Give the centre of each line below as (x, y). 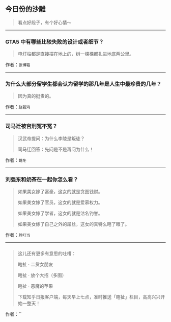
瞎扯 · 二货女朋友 (35, 264)
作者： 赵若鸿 (18, 107)
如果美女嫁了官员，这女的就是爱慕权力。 (60, 202)
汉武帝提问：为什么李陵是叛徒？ (51, 138)
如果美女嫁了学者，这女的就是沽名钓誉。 (60, 213)
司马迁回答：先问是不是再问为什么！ (56, 149)
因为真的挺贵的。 (36, 96)
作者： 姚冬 (16, 160)
